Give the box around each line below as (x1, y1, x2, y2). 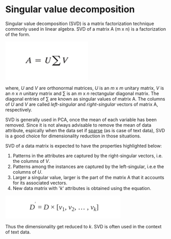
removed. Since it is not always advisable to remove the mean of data (5, 122, 152, 128)
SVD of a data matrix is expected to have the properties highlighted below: (5, 142, 162, 149)
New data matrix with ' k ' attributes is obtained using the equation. (12, 185, 152, 191)
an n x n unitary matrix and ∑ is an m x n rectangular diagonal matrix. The (5, 90, 159, 97)
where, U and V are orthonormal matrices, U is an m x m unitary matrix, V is (5, 85, 164, 91)
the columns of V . (12, 158, 50, 164)
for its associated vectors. (12, 180, 68, 186)
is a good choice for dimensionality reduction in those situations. (5, 133, 141, 139)
